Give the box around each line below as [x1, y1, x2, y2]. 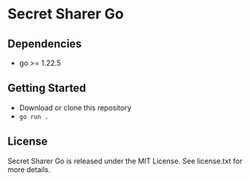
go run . [18, 113, 49, 121]
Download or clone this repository [18, 102, 132, 113]
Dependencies [7, 37, 82, 51]
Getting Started [7, 81, 87, 95]
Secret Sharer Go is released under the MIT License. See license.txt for [7, 156, 243, 166]
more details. [7, 164, 51, 174]
